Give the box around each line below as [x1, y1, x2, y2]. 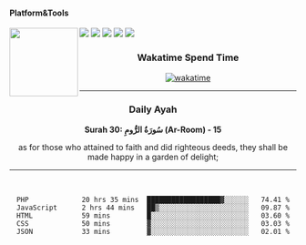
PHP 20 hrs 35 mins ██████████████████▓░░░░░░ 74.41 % [16, 195, 290, 204]
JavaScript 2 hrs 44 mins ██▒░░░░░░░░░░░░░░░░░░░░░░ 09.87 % [16, 203, 290, 212]
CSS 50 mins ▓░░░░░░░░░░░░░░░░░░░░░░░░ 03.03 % [16, 219, 290, 228]
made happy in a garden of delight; [87, 151, 219, 162]
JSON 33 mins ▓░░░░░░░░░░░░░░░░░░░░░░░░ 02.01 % [16, 227, 290, 236]
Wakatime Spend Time [137, 51, 240, 64]
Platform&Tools [9, 7, 69, 18]
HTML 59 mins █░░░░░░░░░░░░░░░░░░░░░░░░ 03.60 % [16, 210, 290, 220]
